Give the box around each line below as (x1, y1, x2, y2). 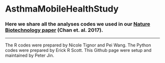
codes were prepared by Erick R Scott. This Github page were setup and (5, 47, 152, 53)
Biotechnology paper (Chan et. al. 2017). (5, 27, 103, 33)
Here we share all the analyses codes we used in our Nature (5, 21, 151, 28)
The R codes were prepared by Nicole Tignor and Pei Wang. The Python (5, 42, 151, 48)
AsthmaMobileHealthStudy (5, 3, 119, 15)
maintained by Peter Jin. (5, 52, 55, 59)
